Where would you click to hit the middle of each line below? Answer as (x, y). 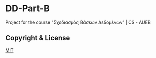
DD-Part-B (27, 9)
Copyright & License (38, 38)
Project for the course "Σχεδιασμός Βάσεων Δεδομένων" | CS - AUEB (78, 22)
